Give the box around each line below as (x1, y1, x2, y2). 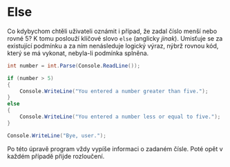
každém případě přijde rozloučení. (7, 152, 105, 160)
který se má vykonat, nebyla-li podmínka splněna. (7, 49, 149, 57)
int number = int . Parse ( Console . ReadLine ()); (7, 62, 140, 69)
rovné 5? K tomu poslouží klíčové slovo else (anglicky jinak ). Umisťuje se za (7, 34, 223, 42)
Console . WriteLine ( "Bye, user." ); (7, 132, 107, 139)
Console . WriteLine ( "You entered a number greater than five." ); (19, 88, 209, 95)
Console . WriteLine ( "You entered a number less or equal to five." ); (19, 113, 221, 121)
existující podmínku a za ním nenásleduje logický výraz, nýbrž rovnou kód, (7, 41, 219, 50)
